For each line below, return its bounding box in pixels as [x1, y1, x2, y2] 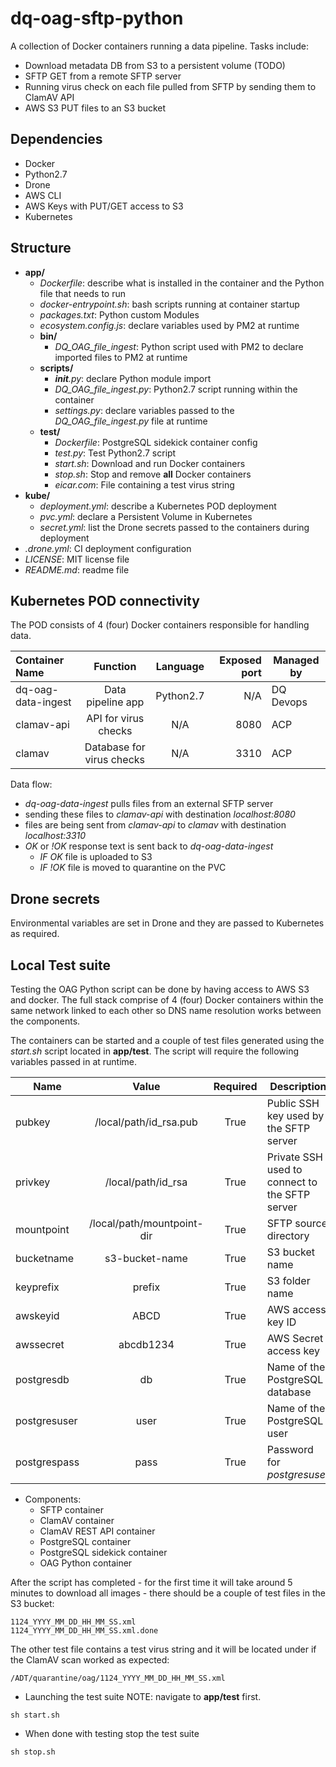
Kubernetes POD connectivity [10, 592, 200, 609]
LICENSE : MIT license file [24, 553, 130, 565]
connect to [266, 1175, 318, 1189]
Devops [271, 695, 308, 709]
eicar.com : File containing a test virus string [54, 478, 235, 491]
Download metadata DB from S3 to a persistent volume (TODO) [24, 59, 286, 71]
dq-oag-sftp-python [10, 7, 184, 30]
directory [266, 1229, 310, 1242]
